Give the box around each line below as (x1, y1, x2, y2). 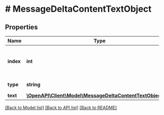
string (26, 81, 41, 88)
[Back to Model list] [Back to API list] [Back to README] (5, 105, 117, 111)
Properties (5, 23, 38, 31)
